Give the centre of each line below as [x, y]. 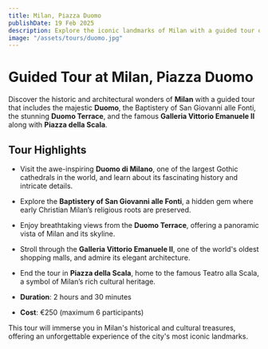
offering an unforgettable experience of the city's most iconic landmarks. [128, 336]
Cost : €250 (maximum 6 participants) [82, 312]
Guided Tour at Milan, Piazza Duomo [131, 77]
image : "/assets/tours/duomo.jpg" [66, 38]
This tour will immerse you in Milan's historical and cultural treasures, [122, 328]
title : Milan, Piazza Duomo [55, 16]
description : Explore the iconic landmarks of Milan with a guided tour [132, 30]
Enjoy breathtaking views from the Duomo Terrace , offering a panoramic [139, 225]
